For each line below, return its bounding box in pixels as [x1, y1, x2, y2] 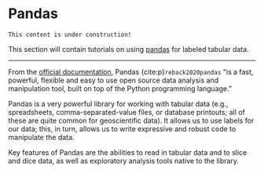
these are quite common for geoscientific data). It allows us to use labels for [8, 116, 255, 125]
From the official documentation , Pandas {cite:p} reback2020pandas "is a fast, [8, 67, 254, 76]
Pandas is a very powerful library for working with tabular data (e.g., [8, 99, 229, 109]
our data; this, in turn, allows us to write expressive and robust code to [8, 123, 236, 134]
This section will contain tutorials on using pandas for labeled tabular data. [8, 44, 249, 53]
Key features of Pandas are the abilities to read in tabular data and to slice [8, 147, 247, 157]
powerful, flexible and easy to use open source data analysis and [8, 75, 218, 85]
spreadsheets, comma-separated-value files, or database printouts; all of [8, 107, 246, 116]
